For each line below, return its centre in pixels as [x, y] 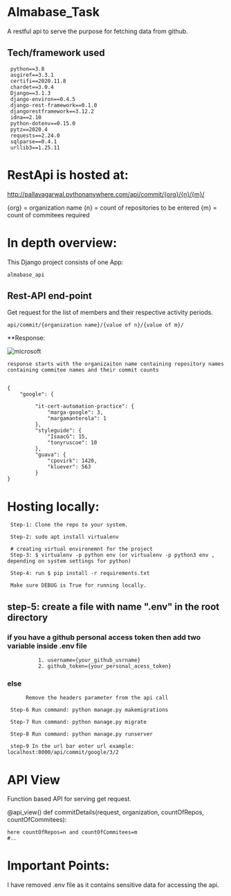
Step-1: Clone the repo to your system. [69, 525]
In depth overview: [62, 243]
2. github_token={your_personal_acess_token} [104, 666]
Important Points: [58, 866]
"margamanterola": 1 [77, 419]
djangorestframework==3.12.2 [52, 111]
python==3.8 [27, 69]
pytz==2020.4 [29, 129]
